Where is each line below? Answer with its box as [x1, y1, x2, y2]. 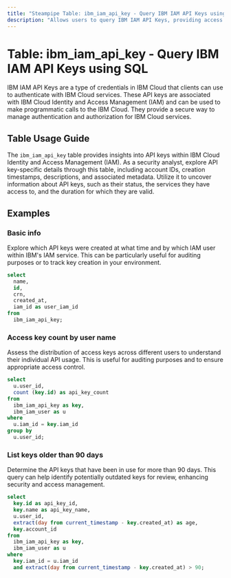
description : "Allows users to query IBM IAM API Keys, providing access [7, 17, 223, 23]
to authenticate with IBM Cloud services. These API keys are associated [7, 91, 211, 99]
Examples [7, 207, 50, 219]
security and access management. [7, 480, 105, 489]
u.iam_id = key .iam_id [13, 421, 78, 428]
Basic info [7, 228, 41, 237]
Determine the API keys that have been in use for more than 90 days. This [7, 466, 217, 474]
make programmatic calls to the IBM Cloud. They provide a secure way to [7, 105, 215, 114]
